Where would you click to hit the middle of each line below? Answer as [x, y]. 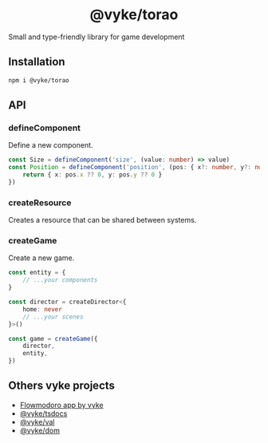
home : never [42, 309]
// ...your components [60, 280]
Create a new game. [41, 258]
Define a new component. [51, 145]
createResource [40, 203]
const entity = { [37, 273]
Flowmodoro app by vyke [61, 405]
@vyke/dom [39, 430]
